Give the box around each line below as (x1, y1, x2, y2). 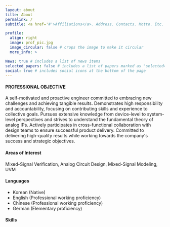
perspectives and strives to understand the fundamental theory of (16, 117, 153, 123)
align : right (10, 35, 37, 41)
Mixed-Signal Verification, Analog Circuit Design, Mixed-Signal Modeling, (5, 161, 158, 167)
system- (147, 111, 164, 117)
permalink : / (5, 17, 33, 22)
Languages (5, 178, 29, 184)
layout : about (5, 7, 35, 13)
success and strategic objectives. (5, 138, 75, 144)
